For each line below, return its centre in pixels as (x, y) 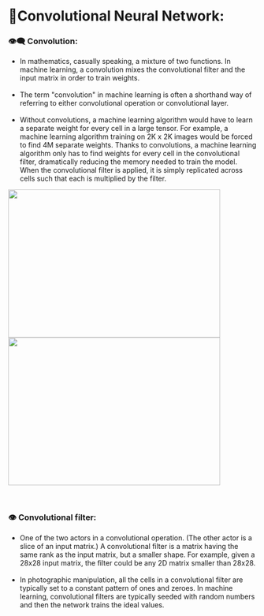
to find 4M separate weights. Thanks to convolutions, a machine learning (138, 145)
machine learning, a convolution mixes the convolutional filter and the (132, 69)
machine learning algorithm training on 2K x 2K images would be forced (136, 136)
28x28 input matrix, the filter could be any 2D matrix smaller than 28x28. (138, 562)
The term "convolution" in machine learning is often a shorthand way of (136, 95)
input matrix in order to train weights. (80, 78)
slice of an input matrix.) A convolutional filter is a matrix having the (129, 546)
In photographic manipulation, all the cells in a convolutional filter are (131, 580)
